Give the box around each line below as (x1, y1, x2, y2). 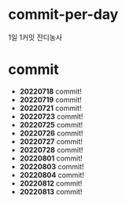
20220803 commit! (19, 161, 84, 171)
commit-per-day (8, 6, 119, 24)
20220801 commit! (19, 153, 83, 163)
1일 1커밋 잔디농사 (8, 32, 63, 42)
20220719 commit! (19, 94, 82, 104)
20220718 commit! (19, 87, 83, 96)
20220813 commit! (19, 186, 83, 196)
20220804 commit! (19, 170, 85, 179)
